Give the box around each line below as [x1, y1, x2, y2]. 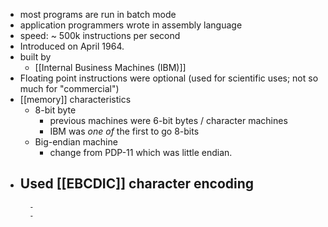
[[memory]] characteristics [19, 94, 132, 105]
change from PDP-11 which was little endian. [49, 147, 233, 158]
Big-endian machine [34, 136, 118, 148]
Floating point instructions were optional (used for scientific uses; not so [19, 72, 319, 84]
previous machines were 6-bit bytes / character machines [49, 115, 288, 126]
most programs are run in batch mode [19, 9, 177, 20]
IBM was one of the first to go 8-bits [49, 125, 200, 137]
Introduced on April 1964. [19, 40, 125, 52]
